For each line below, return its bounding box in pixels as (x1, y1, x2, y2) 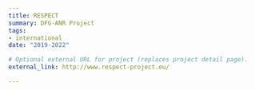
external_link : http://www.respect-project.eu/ (8, 63, 170, 72)
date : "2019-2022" (8, 41, 70, 49)
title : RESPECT (8, 11, 59, 20)
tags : (8, 26, 26, 34)
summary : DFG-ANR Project (8, 19, 94, 27)
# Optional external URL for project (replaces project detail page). (8, 56, 249, 64)
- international (8, 33, 62, 42)
